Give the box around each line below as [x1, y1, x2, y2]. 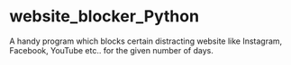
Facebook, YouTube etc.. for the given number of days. [9, 45, 214, 55]
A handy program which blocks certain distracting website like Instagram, [9, 36, 283, 46]
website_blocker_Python [9, 6, 200, 27]
